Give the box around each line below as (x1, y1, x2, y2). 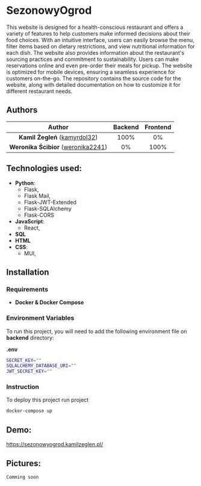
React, (23, 224, 40, 231)
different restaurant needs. (6, 87, 73, 95)
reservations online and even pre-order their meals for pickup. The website (6, 61, 193, 69)
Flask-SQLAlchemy (23, 205, 72, 212)
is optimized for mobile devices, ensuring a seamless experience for (6, 68, 176, 75)
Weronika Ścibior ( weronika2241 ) (9, 143, 108, 151)
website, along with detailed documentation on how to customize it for (6, 81, 181, 88)
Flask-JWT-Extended (23, 198, 77, 205)
